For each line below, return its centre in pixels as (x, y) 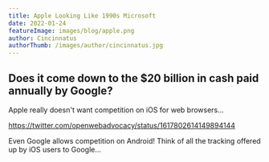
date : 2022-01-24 (37, 23)
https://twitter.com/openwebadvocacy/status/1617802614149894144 (122, 125)
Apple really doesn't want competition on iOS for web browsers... (116, 110)
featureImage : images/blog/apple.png (71, 30)
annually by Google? (61, 90)
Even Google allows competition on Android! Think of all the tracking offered (134, 140)
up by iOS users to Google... (55, 149)
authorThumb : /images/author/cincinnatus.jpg (86, 46)
